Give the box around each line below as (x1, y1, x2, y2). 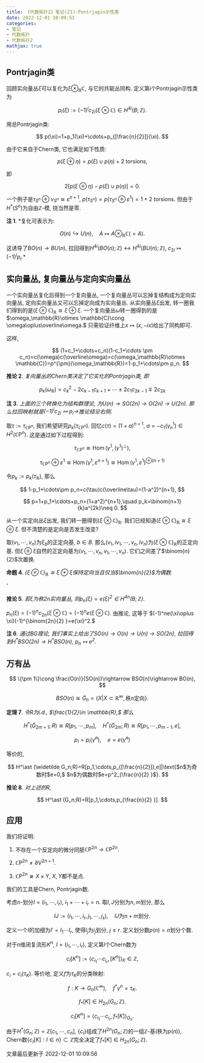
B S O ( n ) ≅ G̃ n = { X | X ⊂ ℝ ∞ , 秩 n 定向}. (55, 693, 149, 703)
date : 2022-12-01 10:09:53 (6, 15, 75, 21)
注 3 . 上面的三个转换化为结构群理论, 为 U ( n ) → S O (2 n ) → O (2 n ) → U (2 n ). (6, 400, 188, 407)
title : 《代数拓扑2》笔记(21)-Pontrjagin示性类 (6, 9, 119, 15)
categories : (6, 20, 37, 26)
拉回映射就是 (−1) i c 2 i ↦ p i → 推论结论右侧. (11, 406, 113, 416)
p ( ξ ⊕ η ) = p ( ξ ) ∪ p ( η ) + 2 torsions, (57, 157, 148, 165)
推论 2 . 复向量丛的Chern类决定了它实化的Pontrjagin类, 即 (6, 372, 149, 380)
